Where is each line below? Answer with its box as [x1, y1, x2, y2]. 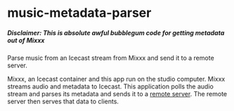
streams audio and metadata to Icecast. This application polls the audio [7, 82, 214, 91]
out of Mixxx [7, 36, 45, 44]
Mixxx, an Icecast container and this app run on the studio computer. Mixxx [7, 75, 226, 84]
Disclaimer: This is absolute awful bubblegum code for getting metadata [7, 28, 225, 37]
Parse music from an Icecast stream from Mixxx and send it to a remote [7, 54, 214, 63]
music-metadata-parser [7, 5, 152, 21]
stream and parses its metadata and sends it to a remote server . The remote [7, 90, 228, 98]
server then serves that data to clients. [7, 97, 119, 106]
